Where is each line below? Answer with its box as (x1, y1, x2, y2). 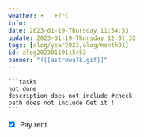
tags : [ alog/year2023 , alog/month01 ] (8, 41, 129, 49)
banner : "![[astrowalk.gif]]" (8, 57, 108, 65)
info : (8, 19, 26, 27)
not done (8, 84, 37, 92)
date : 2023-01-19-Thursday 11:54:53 (8, 26, 129, 34)
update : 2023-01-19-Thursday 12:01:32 (8, 33, 136, 42)
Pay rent (19, 119, 47, 129)
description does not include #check (8, 92, 133, 100)
